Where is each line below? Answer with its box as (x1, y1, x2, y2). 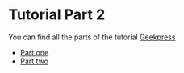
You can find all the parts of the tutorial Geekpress (8, 32, 176, 42)
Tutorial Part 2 (8, 6, 106, 24)
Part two (19, 56, 48, 66)
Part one (19, 47, 49, 57)
